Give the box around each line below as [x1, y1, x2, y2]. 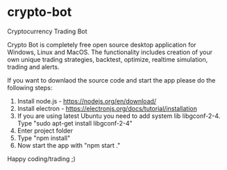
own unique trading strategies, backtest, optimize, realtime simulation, [7, 55, 208, 63]
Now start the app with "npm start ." [17, 141, 121, 149]
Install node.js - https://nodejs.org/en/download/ [17, 96, 157, 105]
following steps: [7, 83, 53, 92]
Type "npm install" [17, 133, 71, 142]
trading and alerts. [7, 62, 60, 71]
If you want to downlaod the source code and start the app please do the [7, 76, 216, 84]
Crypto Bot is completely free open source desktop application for [7, 40, 196, 49]
